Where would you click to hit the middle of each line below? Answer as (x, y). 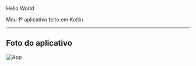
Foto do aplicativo (39, 43)
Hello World (20, 8)
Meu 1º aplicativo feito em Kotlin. (45, 19)
